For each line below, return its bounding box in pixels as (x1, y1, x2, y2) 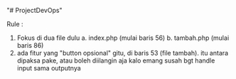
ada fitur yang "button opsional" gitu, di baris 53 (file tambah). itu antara (16, 49, 229, 57)
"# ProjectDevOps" (6, 6, 63, 14)
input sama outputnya (16, 64, 81, 72)
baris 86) (16, 41, 44, 49)
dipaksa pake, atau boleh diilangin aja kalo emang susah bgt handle (16, 56, 215, 65)
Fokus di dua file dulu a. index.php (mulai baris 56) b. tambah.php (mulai (16, 33, 230, 42)
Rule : (6, 20, 23, 28)
